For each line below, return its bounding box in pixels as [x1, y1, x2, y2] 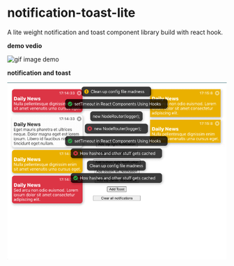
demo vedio [7, 41, 42, 50]
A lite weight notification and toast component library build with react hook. [7, 28, 224, 36]
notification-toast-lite [7, 5, 136, 21]
